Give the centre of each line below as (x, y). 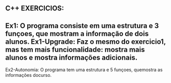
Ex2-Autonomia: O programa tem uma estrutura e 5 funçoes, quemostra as (84, 70)
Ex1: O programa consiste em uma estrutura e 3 (82, 26)
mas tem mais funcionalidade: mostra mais (75, 50)
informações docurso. (29, 75)
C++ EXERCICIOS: (35, 8)
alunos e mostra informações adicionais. (71, 57)
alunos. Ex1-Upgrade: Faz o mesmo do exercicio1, (86, 41)
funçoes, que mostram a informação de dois (77, 33)
